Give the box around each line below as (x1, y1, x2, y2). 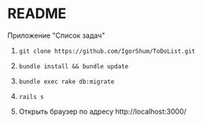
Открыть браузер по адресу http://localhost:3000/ (18, 107, 186, 116)
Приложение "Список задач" (7, 31, 105, 40)
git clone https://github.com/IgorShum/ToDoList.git (18, 47, 196, 55)
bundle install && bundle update (18, 62, 129, 71)
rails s (18, 93, 44, 100)
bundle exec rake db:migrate (18, 78, 115, 86)
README (7, 5, 67, 23)
